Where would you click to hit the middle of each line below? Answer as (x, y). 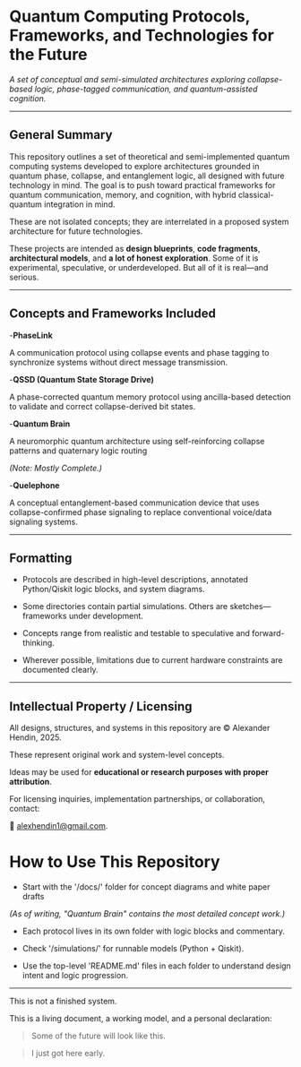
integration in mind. (80, 204)
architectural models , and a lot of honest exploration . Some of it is (134, 258)
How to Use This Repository (115, 862)
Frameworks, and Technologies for (142, 35)
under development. (106, 616)
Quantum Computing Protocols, (130, 17)
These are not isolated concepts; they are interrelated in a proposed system (149, 221)
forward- (268, 633)
